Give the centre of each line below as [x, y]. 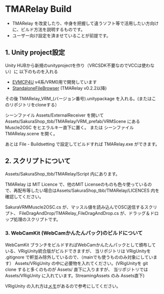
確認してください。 [25, 196]
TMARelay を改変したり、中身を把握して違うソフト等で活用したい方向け [85, 23]
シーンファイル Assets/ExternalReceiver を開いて [55, 115]
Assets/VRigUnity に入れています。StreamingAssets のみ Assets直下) [75, 275]
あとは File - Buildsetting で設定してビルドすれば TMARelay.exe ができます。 [82, 144]
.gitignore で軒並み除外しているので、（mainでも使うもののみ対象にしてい [79, 257]
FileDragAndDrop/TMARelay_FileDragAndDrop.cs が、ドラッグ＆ [85, 213]
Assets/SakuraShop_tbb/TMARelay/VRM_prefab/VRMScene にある [73, 121]
